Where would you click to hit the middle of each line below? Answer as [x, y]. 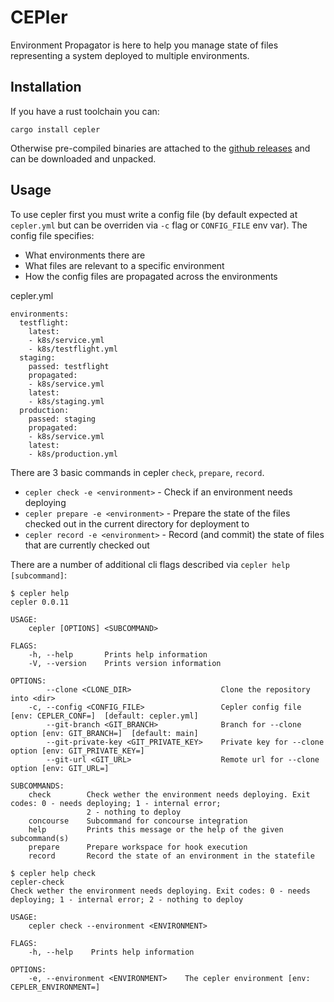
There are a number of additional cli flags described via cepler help [150, 564]
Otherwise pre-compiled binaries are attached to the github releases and [160, 148]
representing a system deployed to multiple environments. [130, 55]
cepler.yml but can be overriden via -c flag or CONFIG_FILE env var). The [159, 225]
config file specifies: [52, 235]
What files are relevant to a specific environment [124, 265]
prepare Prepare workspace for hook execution [138, 847]
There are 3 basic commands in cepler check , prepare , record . [137, 472]
